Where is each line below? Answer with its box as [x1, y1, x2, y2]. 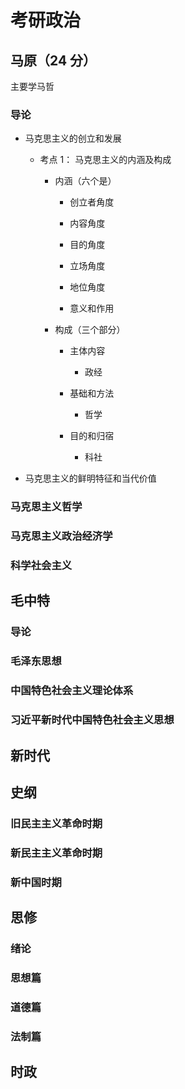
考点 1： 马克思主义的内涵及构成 [39, 154, 172, 166]
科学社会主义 [10, 559, 73, 573]
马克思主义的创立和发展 [24, 132, 122, 145]
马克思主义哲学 [10, 500, 83, 514]
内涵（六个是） [54, 175, 117, 187]
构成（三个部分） [54, 324, 126, 336]
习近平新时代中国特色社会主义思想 [10, 713, 175, 727]
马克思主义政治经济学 [10, 529, 113, 543]
